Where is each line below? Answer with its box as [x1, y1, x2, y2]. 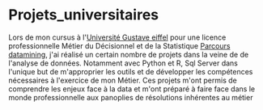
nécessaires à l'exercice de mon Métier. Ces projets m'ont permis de [8, 75, 237, 85]
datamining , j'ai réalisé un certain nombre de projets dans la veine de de [8, 49, 249, 59]
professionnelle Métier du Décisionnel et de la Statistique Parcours [8, 40, 231, 50]
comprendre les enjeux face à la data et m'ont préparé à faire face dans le [8, 83, 256, 94]
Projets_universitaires [8, 6, 159, 24]
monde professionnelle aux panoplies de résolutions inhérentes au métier [8, 92, 253, 102]
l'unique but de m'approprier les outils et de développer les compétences [8, 66, 253, 76]
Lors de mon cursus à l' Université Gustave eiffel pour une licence [8, 32, 227, 42]
